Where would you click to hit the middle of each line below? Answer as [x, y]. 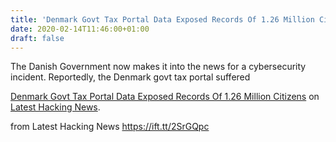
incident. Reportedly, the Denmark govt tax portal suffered [130, 77]
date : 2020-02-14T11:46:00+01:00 [80, 29]
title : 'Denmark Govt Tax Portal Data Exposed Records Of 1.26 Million [162, 19]
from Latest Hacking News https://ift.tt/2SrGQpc [110, 127]
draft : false [37, 38]
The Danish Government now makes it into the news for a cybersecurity [158, 67]
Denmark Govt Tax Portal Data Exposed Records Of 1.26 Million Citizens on [165, 97]
